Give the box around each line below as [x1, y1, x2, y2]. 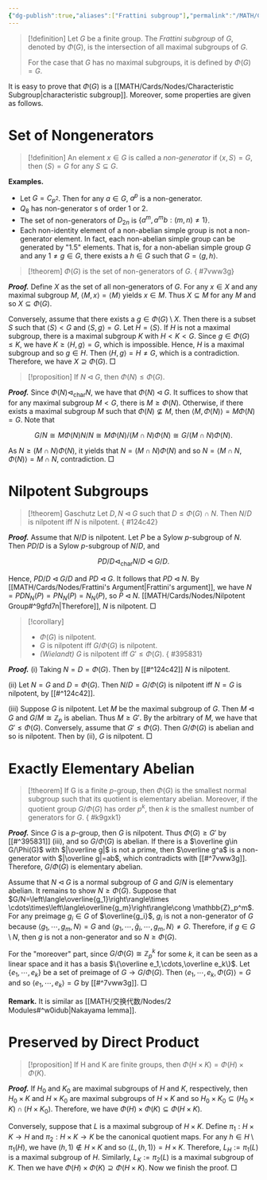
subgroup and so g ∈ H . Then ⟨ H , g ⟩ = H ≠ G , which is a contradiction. [8, 348, 240, 358]
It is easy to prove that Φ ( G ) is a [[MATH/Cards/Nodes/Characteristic [8, 81, 234, 91]
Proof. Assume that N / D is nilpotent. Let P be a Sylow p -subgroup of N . [8, 533, 242, 542]
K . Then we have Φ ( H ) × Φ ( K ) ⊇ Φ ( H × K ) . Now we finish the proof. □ [8, 1163, 238, 1173]
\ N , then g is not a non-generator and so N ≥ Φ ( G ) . [8, 932, 177, 942]
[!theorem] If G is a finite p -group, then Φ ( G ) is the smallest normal [27, 786, 247, 796]
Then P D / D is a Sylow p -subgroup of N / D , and [8, 541, 161, 550]
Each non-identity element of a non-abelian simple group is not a [19, 226, 233, 235]
